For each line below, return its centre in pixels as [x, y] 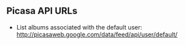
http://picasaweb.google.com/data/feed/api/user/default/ [97, 34]
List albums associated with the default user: [79, 27]
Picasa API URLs [42, 11]
